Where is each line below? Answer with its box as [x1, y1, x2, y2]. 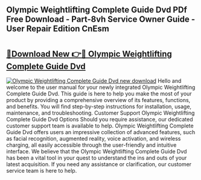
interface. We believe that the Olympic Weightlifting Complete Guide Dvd [6, 148, 187, 155]
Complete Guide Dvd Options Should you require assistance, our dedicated [6, 116, 193, 123]
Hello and [158, 77, 182, 84]
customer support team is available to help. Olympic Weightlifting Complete [6, 122, 194, 129]
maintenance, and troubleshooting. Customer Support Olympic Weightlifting [6, 109, 195, 117]
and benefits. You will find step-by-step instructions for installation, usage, [6, 103, 192, 110]
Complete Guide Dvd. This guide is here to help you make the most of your [6, 90, 192, 97]
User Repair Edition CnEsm [6, 24, 110, 34]
